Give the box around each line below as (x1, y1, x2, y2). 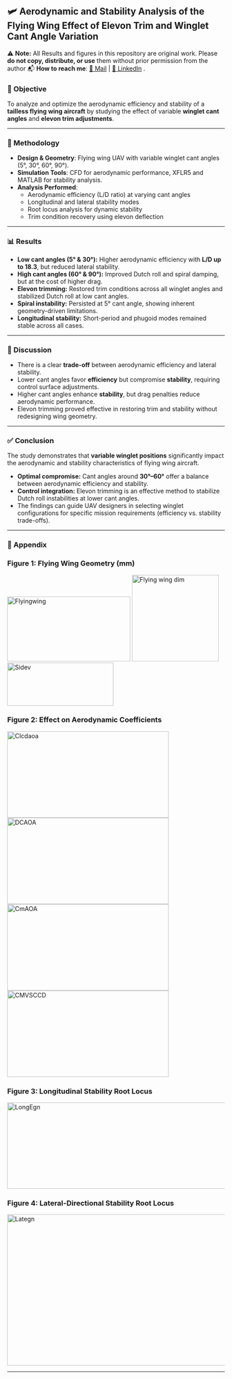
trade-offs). (17, 516, 50, 525)
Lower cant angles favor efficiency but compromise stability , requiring (17, 375, 220, 384)
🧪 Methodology (7, 138, 60, 148)
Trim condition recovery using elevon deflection (27, 213, 164, 221)
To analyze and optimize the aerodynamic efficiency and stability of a (7, 100, 205, 109)
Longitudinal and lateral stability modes (27, 198, 139, 206)
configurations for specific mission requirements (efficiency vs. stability (17, 509, 222, 517)
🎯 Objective (7, 84, 47, 93)
